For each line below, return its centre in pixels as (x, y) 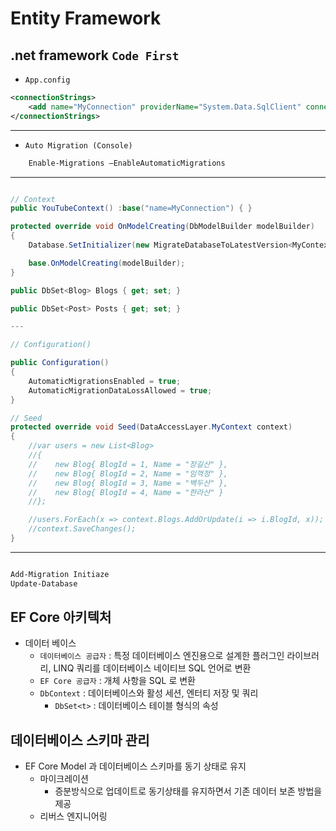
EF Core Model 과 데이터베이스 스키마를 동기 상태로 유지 (135, 766)
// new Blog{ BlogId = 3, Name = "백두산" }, (128, 483)
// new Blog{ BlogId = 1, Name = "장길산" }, (128, 464)
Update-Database (44, 583)
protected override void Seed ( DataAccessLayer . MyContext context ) (151, 427)
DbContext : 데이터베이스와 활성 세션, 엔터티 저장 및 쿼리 (149, 693)
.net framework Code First (95, 55)
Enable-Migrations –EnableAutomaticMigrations (127, 163)
